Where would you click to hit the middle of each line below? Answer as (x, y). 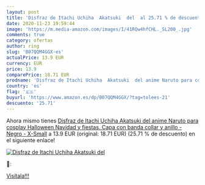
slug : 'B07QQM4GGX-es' (35, 52)
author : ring (23, 47)
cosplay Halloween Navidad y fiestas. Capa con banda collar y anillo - (94, 127)
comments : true (26, 35)
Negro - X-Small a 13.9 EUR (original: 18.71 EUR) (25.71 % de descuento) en (101, 134)
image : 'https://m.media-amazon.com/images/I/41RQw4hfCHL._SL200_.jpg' (99, 29)
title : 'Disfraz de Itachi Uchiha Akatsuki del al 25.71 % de (91, 18)
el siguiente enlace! (31, 140)
